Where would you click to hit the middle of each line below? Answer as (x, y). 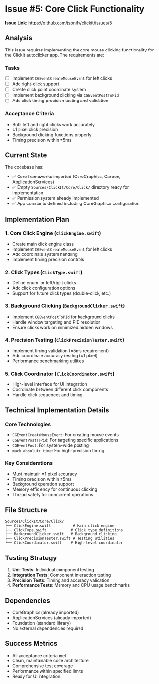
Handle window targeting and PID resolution (56, 322)
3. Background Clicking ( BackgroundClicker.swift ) (65, 306)
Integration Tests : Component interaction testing (61, 575)
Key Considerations (29, 463)
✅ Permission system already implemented (55, 198)
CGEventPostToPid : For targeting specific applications (65, 440)
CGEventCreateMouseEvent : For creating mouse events (65, 435)
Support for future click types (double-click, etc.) (61, 293)
